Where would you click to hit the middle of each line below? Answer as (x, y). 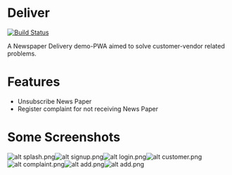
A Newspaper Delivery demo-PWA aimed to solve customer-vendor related (116, 46)
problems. (22, 53)
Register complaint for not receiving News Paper (88, 109)
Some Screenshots (64, 137)
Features (34, 82)
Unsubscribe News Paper (54, 101)
